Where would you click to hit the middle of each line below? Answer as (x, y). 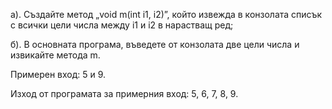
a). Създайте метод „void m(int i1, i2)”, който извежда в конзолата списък (166, 14)
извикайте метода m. (55, 55)
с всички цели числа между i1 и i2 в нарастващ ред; (122, 25)
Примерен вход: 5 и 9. (58, 74)
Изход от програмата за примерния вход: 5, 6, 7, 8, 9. (124, 93)
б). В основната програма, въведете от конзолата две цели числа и (155, 44)
